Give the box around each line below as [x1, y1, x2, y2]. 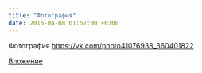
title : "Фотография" [8, 11, 77, 20]
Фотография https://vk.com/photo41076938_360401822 [8, 40, 194, 50]
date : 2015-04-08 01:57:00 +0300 [8, 19, 119, 27]
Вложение [8, 56, 44, 66]
